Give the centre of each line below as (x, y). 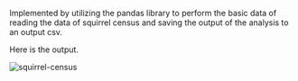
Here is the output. (44, 49)
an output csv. (36, 32)
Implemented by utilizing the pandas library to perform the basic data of (143, 13)
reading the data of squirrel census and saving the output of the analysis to (149, 22)
